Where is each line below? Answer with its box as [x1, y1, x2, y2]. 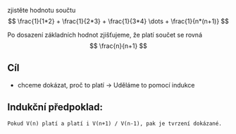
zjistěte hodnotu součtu [7, 6, 76, 14]
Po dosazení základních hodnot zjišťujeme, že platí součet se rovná [7, 31, 203, 39]
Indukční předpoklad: [7, 102, 104, 114]
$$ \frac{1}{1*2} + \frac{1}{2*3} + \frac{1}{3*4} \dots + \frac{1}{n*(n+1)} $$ [8, 17, 229, 25]
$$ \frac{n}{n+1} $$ [89, 42, 148, 50]
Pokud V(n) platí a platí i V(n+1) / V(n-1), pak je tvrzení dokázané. [7, 120, 222, 127]
